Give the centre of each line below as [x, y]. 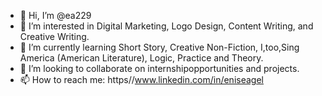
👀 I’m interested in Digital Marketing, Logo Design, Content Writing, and [166, 26]
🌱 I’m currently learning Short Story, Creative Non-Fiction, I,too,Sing [159, 47]
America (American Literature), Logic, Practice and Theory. [141, 58]
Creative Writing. [54, 36]
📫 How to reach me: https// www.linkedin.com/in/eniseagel [141, 79]
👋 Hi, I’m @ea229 [55, 15]
